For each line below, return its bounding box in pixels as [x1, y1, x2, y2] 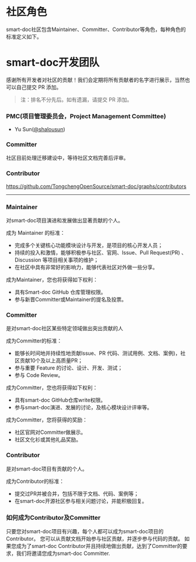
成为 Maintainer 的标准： [6, 229, 65, 237]
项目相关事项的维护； [47, 256, 99, 263]
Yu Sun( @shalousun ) [14, 126, 65, 133]
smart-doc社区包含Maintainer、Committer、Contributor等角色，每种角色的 [6, 26, 186, 33]
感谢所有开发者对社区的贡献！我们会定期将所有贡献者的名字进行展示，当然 [6, 76, 185, 83]
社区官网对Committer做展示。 [14, 429, 86, 436]
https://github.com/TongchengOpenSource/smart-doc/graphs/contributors [6, 183, 187, 190]
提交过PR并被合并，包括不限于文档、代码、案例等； [14, 490, 139, 497]
